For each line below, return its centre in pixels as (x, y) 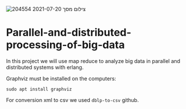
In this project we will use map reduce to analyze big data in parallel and (93, 61)
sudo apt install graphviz (39, 89)
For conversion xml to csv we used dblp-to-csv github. (72, 100)
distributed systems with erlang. (45, 67)
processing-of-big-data (65, 45)
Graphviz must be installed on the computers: (61, 78)
